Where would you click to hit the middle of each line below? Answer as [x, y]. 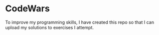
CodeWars [28, 9]
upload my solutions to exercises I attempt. [50, 27]
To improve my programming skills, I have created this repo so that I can [80, 22]
